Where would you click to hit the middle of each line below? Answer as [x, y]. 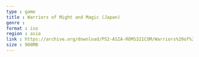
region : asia [24, 34]
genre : [16, 23]
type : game [21, 12]
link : [14, 39]
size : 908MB [22, 45]
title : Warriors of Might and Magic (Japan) [63, 17]
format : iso [22, 28]
